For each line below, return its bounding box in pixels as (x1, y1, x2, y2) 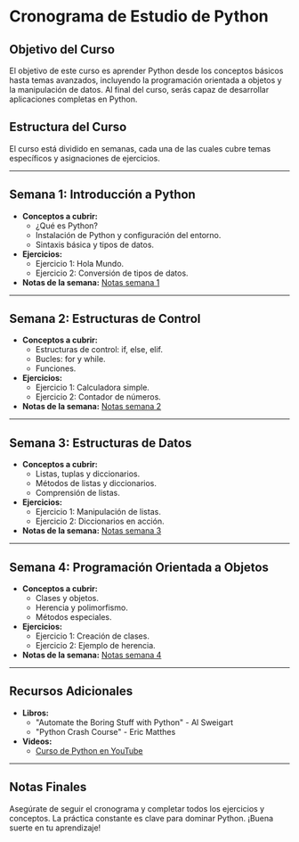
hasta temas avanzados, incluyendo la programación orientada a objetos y (9, 75, 282, 86)
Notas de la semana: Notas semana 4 (21, 649, 162, 661)
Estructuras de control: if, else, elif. (35, 344, 163, 355)
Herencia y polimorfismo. (35, 602, 129, 613)
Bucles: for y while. (35, 354, 106, 365)
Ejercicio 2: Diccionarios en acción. (35, 516, 165, 527)
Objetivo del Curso (9, 42, 116, 57)
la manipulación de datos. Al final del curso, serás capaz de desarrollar (9, 85, 270, 95)
